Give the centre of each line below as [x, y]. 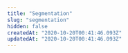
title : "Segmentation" [40, 13]
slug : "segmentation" [38, 20]
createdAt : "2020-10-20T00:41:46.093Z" [65, 33]
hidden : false [28, 26]
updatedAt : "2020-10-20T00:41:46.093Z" [65, 39]
